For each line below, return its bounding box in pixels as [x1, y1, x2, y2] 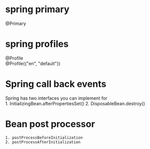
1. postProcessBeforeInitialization [5, 135, 83, 140]
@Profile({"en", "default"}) [5, 60, 61, 67]
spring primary [5, 4, 70, 15]
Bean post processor [5, 118, 95, 130]
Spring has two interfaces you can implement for [5, 95, 108, 101]
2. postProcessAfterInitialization [5, 139, 81, 144]
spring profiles [5, 38, 69, 50]
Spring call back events [5, 78, 107, 90]
